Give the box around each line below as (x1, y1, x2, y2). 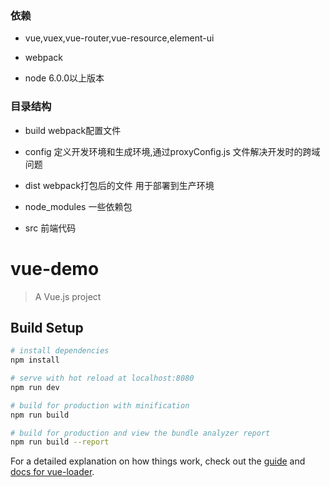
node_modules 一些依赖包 (24, 200, 133, 212)
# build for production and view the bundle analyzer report (10, 428, 271, 438)
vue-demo (10, 257, 100, 280)
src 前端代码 (24, 222, 77, 234)
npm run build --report (10, 437, 110, 447)
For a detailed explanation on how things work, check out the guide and (10, 455, 306, 467)
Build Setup (10, 319, 84, 336)
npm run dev (10, 382, 60, 392)
